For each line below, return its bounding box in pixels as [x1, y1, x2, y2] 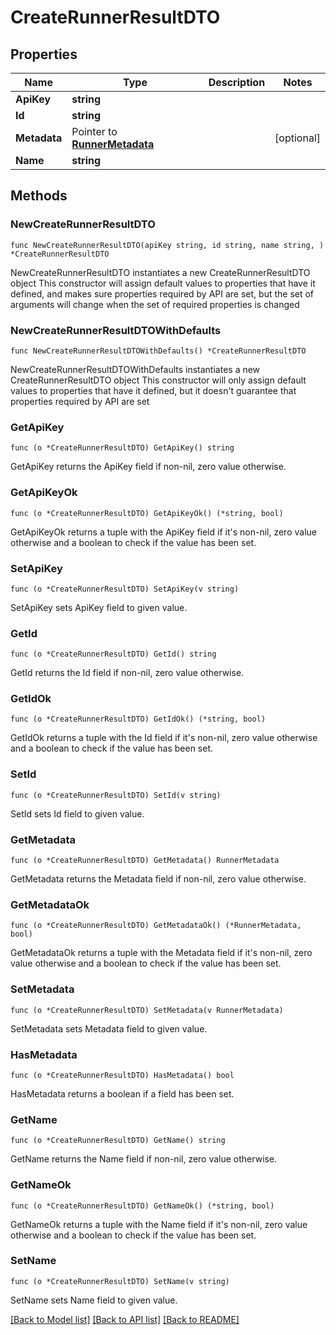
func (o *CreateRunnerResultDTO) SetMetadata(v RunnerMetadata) [10, 1005, 284, 1015]
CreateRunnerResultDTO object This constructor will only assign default [10, 374, 307, 386]
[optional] [274, 131, 321, 145]
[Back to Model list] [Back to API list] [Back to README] [10, 1313, 240, 1325]
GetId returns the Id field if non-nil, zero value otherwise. [10, 667, 245, 679]
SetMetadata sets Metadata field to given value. [10, 1022, 208, 1035]
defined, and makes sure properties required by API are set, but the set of [10, 287, 315, 300]
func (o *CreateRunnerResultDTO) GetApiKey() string [10, 443, 235, 453]
